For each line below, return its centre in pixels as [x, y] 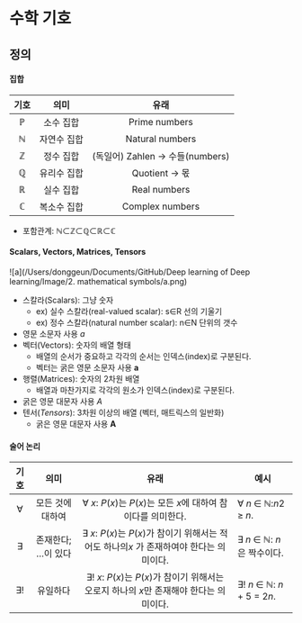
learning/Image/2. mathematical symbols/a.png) [98, 281]
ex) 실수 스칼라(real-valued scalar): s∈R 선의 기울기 [129, 311]
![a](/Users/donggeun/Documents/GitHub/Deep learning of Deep [130, 272]
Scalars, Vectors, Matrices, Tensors [78, 252]
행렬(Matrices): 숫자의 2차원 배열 [81, 378]
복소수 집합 [61, 206]
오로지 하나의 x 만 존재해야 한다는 [150, 591]
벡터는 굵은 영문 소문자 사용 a [87, 367]
